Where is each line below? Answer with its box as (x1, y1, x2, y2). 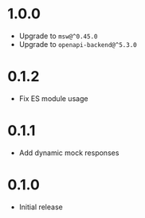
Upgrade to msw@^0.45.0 (18, 31, 98, 41)
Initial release (18, 202, 63, 212)
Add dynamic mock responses (18, 148, 120, 158)
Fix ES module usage (18, 93, 88, 103)
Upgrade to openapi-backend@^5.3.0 (18, 39, 137, 49)
